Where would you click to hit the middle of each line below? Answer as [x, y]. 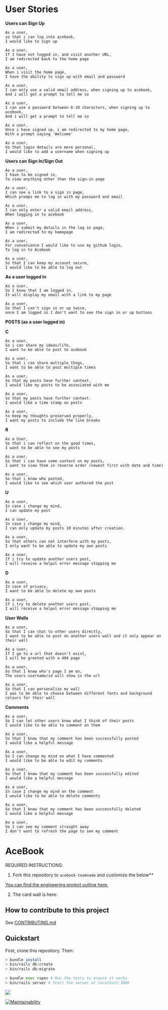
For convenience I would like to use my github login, [64, 245]
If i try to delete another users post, [48, 604]
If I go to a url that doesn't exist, [46, 654]
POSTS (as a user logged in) [35, 322]
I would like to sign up [31, 41]
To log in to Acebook [28, 250]
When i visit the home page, [36, 72]
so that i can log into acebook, [40, 37]
